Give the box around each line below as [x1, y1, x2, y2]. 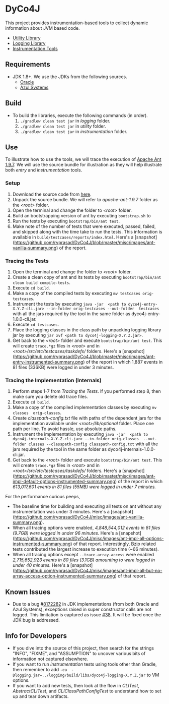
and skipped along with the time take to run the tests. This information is [12, 228, 162, 234]
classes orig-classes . [12, 409, 62, 416]
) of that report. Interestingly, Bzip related [70, 541, 156, 547]
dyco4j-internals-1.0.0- [108, 446, 156, 452]
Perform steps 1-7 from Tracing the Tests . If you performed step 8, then [12, 388, 161, 394]
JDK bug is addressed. [12, 617, 60, 623]
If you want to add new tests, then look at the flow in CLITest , [12, 682, 140, 688]
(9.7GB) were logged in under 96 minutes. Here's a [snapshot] [12, 530, 142, 536]
